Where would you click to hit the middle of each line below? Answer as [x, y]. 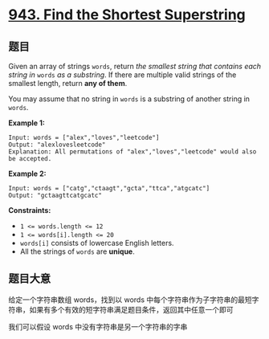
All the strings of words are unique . [77, 251]
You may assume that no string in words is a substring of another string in [129, 99]
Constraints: [30, 210]
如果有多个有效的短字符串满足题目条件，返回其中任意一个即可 [131, 309]
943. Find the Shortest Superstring [127, 15]
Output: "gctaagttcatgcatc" [55, 195]
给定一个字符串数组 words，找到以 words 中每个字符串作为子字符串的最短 [130, 300]
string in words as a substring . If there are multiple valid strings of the [122, 75]
